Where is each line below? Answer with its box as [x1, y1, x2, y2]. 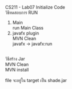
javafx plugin [12, 30, 39, 36]
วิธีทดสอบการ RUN [5, 9, 38, 15]
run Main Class [12, 25, 43, 30]
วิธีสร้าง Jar [5, 56, 25, 61]
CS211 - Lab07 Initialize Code [5, 4, 65, 10]
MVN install [5, 67, 29, 72]
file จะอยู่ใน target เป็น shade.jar [5, 77, 67, 83]
